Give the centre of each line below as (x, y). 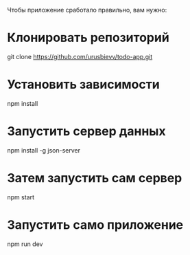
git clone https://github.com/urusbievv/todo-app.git (80, 56)
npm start (21, 197)
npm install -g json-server (44, 150)
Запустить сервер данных (86, 132)
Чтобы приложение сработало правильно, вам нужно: (87, 10)
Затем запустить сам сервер (95, 178)
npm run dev (25, 244)
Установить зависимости (83, 85)
